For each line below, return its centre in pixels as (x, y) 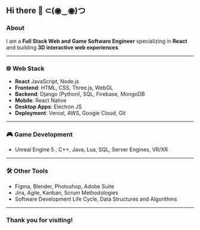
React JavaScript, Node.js (47, 81)
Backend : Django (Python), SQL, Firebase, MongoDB (80, 94)
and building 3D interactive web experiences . (63, 47)
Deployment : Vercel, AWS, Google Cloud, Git (70, 113)
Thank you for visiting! (40, 220)
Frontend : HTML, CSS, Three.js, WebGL (64, 88)
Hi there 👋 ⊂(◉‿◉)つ (46, 11)
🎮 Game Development (40, 134)
